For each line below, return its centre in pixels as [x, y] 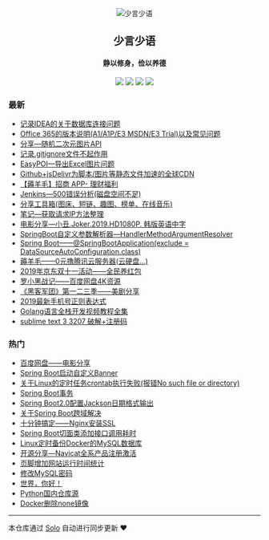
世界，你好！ [41, 483]
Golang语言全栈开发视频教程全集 [74, 311]
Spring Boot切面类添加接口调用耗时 [78, 433]
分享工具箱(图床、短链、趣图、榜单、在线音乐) [96, 204]
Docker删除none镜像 [54, 503]
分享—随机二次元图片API [61, 144]
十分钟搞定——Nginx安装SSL [68, 423]
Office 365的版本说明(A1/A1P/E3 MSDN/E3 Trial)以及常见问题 [120, 133]
